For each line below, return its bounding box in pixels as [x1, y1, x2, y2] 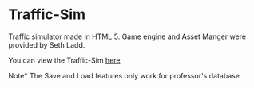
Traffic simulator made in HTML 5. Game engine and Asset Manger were [8, 32, 246, 41]
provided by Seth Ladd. [8, 40, 85, 49]
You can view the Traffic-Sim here [8, 55, 121, 65]
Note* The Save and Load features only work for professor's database [8, 71, 240, 80]
